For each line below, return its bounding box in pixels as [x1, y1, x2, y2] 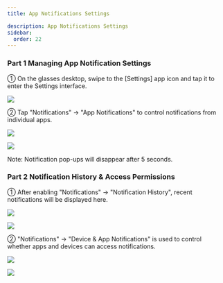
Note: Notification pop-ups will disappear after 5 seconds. [7, 155, 173, 163]
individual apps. [7, 115, 53, 123]
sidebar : [7, 29, 33, 36]
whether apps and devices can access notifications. [7, 242, 156, 250]
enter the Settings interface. [7, 81, 87, 90]
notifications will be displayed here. [7, 195, 109, 203]
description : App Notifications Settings [7, 22, 129, 30]
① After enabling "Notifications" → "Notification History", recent [7, 188, 193, 196]
